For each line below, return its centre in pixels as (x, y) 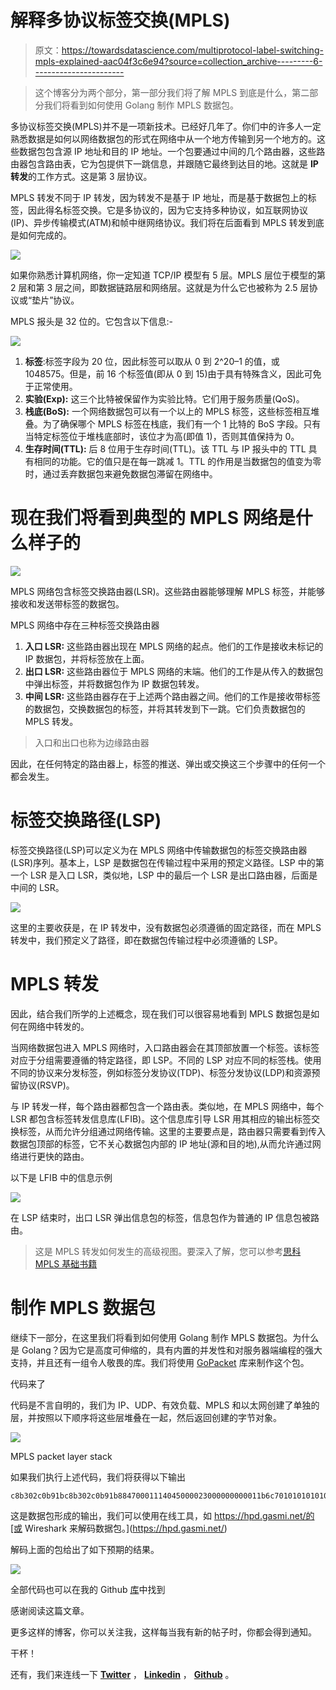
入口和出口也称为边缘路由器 (92, 742)
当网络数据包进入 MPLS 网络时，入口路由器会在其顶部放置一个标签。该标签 (165, 1047)
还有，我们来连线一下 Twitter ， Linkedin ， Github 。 (122, 1674)
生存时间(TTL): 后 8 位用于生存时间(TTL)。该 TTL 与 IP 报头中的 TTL (165, 448)
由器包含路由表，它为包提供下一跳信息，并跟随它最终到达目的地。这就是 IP (164, 163)
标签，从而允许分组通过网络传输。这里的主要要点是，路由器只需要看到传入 (172, 1131)
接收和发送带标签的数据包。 (67, 603)
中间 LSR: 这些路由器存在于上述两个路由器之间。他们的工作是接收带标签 (173, 696)
